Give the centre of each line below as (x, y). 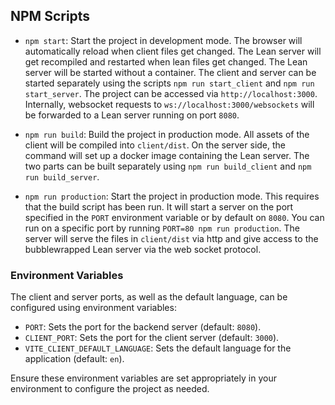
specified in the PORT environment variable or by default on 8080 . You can (174, 217)
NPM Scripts (50, 16)
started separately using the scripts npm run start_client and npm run (169, 83)
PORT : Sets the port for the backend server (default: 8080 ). (143, 327)
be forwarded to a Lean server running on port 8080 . (132, 115)
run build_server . (62, 176)
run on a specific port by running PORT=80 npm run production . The (162, 228)
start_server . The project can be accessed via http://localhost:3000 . (171, 93)
